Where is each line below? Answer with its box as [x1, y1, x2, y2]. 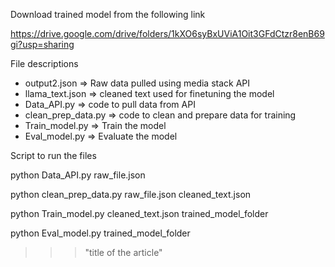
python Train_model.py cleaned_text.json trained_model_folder [10, 208, 269, 219]
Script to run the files [10, 150, 97, 161]
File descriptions [10, 58, 79, 69]
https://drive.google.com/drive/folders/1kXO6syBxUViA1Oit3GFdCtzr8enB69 [10, 28, 325, 39]
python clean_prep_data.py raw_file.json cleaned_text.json [10, 189, 252, 200]
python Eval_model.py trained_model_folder [10, 227, 191, 239]
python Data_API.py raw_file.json [10, 169, 146, 181]
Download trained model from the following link [10, 9, 206, 20]
